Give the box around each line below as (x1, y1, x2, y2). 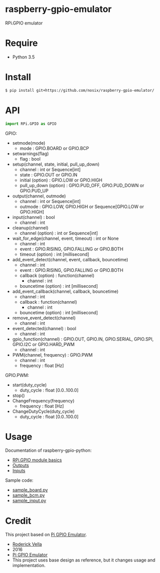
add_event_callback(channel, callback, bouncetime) (12, 288, 119, 294)
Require (5, 37, 38, 49)
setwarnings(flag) (12, 151, 49, 157)
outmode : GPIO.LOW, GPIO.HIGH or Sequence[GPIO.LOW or (19, 203, 144, 209)
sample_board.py (12, 487, 48, 493)
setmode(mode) (12, 140, 46, 146)
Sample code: (5, 477, 34, 483)
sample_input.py (12, 498, 46, 504)
